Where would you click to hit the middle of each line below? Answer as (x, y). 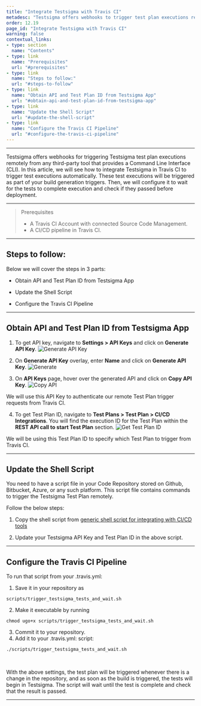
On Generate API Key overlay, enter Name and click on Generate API (100, 360)
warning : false (25, 34)
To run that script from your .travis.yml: (54, 576)
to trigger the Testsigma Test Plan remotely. (60, 497)
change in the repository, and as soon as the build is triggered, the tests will (100, 678)
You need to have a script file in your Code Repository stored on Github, (95, 484)
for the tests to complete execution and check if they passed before (90, 188)
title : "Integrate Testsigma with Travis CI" (64, 12)
